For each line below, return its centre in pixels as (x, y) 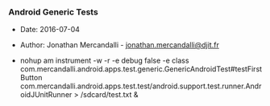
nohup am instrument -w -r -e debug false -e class (104, 61)
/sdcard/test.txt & (109, 95)
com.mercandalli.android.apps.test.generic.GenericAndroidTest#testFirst (141, 69)
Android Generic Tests (53, 12)
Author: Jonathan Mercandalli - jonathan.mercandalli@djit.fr (119, 45)
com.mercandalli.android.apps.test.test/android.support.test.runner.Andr (141, 86)
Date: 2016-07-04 (50, 30)
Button (31, 78)
